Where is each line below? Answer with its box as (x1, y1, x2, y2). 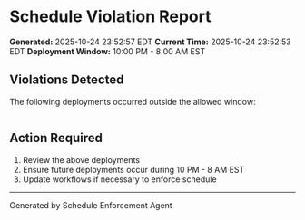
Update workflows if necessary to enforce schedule (22, 174, 217, 185)
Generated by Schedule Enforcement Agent (9, 199, 172, 210)
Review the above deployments (22, 154, 141, 165)
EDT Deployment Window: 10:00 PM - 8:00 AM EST (9, 45, 206, 56)
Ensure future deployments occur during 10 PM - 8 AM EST (22, 164, 245, 175)
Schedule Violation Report (9, 6, 212, 27)
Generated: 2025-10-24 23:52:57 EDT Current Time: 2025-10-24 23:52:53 (9, 36, 292, 47)
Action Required (9, 130, 103, 146)
